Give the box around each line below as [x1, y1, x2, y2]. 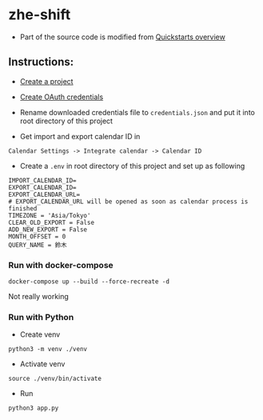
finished [8, 204, 38, 213]
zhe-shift [8, 6, 71, 24]
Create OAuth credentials [19, 92, 104, 102]
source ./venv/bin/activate [8, 374, 102, 383]
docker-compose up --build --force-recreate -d [8, 278, 170, 286]
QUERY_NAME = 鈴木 [8, 241, 67, 249]
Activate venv [19, 359, 66, 369]
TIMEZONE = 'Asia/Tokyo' [8, 211, 91, 219]
